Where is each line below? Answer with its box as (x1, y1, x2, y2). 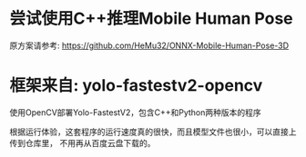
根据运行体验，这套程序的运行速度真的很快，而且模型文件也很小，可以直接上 (9, 126, 297, 137)
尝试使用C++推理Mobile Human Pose (9, 8, 293, 29)
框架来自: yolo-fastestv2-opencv (9, 75, 263, 96)
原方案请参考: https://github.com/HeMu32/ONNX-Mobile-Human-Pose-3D (9, 40, 290, 51)
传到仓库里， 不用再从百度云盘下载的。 (9, 137, 156, 148)
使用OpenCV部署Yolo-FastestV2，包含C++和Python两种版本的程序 (9, 106, 261, 118)
